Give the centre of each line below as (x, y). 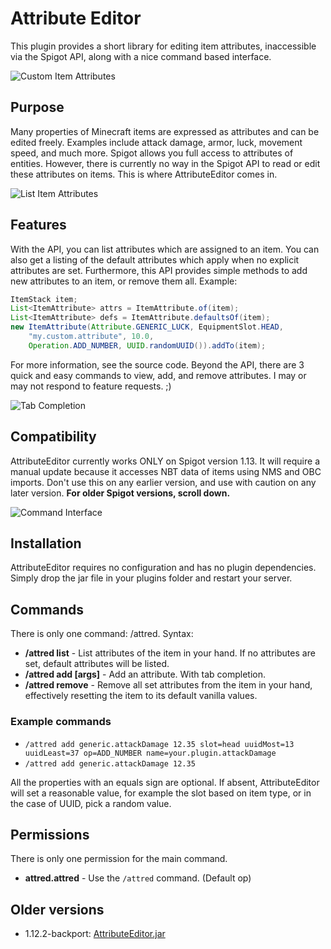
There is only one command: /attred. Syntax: (102, 634)
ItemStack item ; (44, 299)
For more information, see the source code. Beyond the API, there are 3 (157, 364)
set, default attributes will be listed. (97, 664)
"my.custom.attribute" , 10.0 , (91, 337)
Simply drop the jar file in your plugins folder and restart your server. (151, 578)
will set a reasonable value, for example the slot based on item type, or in (161, 793)
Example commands (61, 722)
